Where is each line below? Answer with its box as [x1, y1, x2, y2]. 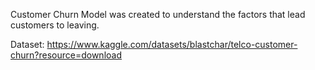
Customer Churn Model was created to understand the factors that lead [10, 9, 306, 20]
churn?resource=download [10, 49, 122, 61]
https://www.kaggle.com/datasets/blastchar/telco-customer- [46, 39, 298, 50]
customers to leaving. [10, 19, 100, 31]
